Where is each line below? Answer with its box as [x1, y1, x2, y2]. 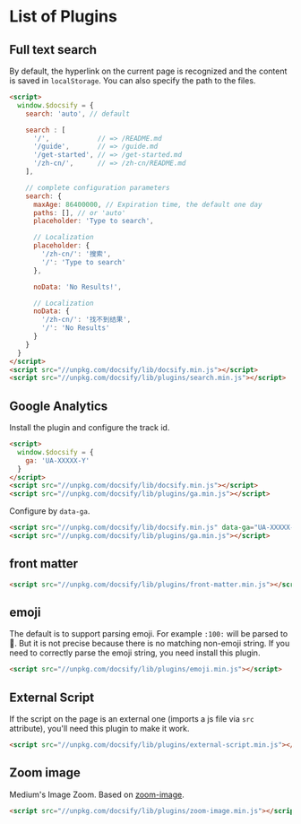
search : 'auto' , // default [25, 109, 130, 118]
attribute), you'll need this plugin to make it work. [9, 724, 190, 734]
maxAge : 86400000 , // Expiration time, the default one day [32, 200, 262, 209]
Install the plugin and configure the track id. [9, 422, 170, 433]
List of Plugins [9, 6, 118, 27]
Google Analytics [9, 398, 108, 413]
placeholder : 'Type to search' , [32, 217, 154, 226]
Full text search [9, 42, 97, 57]
